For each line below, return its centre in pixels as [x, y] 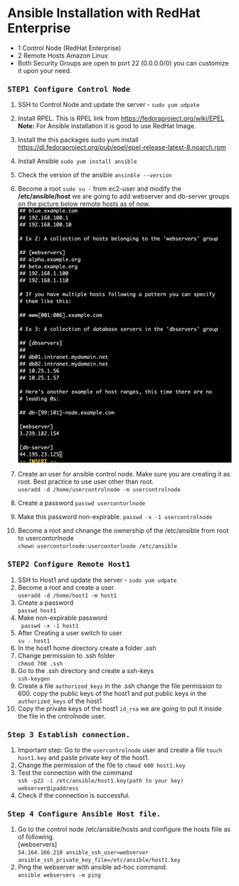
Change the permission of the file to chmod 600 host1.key [102, 765]
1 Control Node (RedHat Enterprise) [69, 48]
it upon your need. [44, 71]
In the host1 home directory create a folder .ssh [87, 648]
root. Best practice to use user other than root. [86, 481]
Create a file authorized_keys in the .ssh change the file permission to [120, 686]
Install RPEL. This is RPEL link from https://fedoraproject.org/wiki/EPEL [121, 118]
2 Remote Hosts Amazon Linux [63, 56]
